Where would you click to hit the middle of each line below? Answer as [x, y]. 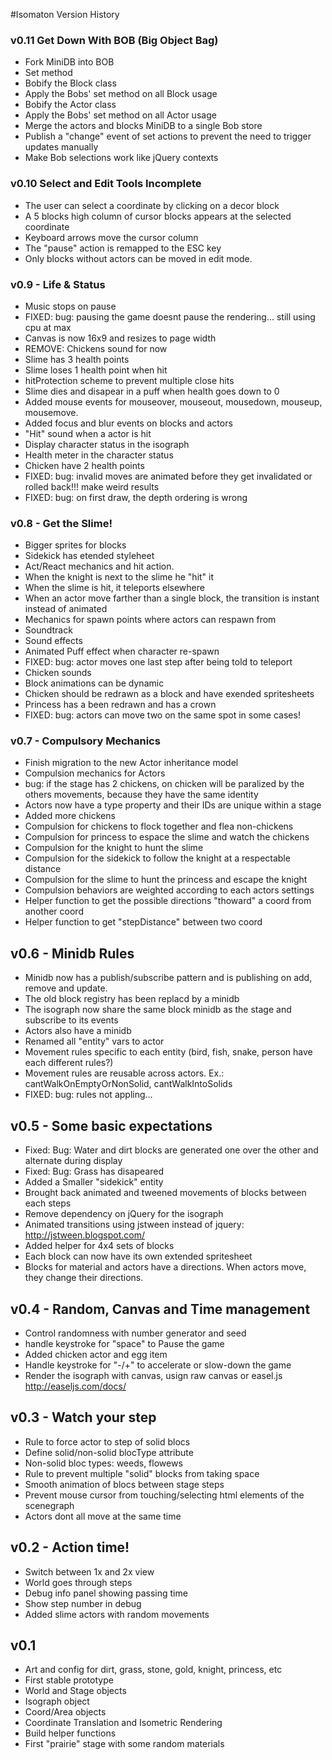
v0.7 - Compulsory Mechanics [85, 741]
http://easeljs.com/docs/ [75, 1386]
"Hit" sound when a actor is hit [88, 433]
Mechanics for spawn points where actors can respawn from [150, 620]
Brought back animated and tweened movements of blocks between [165, 1193]
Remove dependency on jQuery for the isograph [124, 1214]
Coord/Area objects [65, 1712]
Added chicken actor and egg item [96, 1354]
